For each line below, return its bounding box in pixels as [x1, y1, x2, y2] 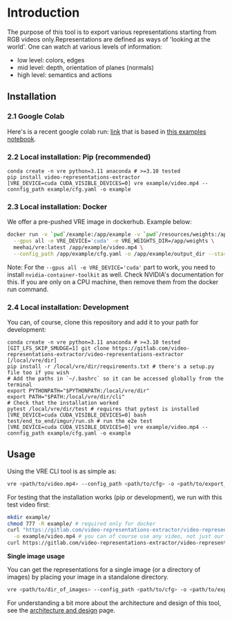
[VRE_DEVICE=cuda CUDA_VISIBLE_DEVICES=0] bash [7, 412, 147, 419]
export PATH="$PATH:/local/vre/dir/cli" [7, 394, 126, 401]
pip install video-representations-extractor [7, 173, 140, 181]
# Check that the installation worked [7, 400, 119, 407]
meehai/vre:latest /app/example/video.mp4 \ [13, 244, 144, 251]
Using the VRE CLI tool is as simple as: [7, 466, 117, 475]
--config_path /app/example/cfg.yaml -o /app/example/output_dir [13, 250, 206, 257]
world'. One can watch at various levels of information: [7, 42, 162, 51]
